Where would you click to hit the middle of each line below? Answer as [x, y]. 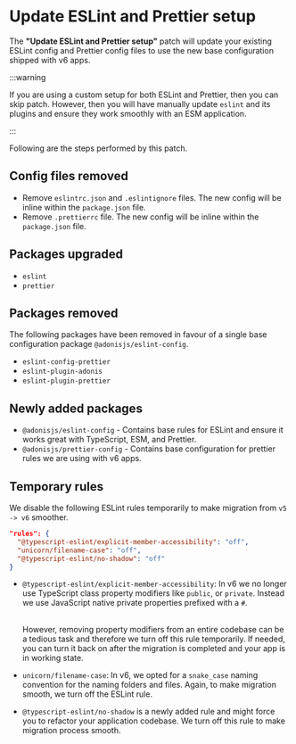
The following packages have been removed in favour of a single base [138, 335]
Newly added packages [76, 408]
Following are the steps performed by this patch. [99, 148]
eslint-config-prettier [66, 362]
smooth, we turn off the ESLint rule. [87, 694]
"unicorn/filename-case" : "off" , [79, 550]
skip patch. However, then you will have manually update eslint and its [140, 103]
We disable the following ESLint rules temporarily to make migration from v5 [148, 508]
